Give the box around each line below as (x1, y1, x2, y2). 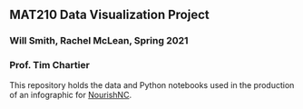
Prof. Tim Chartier (9, 59, 91, 72)
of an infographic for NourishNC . (9, 89, 132, 100)
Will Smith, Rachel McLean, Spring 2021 (9, 35, 189, 47)
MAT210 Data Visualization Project (9, 7, 210, 23)
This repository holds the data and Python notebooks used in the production (9, 79, 295, 90)
